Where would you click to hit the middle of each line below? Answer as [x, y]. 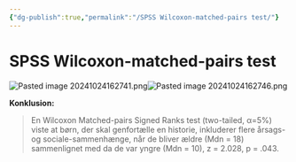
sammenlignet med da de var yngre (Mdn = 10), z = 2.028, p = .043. [155, 148]
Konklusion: [32, 103]
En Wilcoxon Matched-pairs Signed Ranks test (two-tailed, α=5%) [152, 120]
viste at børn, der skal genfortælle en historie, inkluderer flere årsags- [158, 129]
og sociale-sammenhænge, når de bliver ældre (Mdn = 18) [137, 139]
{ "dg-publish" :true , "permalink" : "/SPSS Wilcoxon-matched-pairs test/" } [144, 17]
